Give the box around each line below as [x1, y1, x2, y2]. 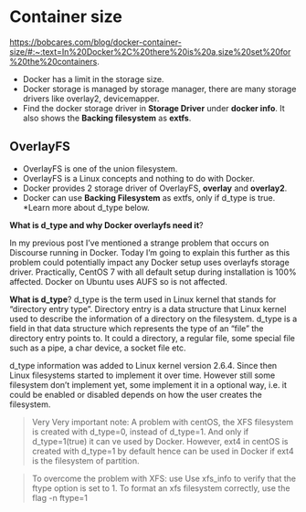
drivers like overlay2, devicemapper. [22, 93, 160, 104]
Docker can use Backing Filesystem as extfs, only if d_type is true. [22, 192, 276, 203]
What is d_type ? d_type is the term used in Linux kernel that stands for [9, 294, 277, 305]
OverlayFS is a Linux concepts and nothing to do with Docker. [22, 172, 256, 183]
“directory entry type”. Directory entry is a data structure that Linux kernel [9, 303, 287, 314]
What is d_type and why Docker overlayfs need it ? [9, 219, 204, 230]
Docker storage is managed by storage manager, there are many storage [22, 83, 297, 94]
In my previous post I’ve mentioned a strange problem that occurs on [9, 237, 269, 248]
